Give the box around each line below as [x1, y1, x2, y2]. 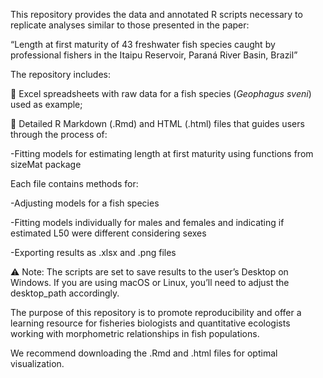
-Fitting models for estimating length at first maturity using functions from [10, 148, 314, 159]
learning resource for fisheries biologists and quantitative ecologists [10, 317, 291, 329]
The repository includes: [10, 69, 111, 80]
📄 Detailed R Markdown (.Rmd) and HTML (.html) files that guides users [10, 118, 305, 129]
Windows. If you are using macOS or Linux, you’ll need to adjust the [10, 277, 290, 288]
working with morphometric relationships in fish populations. [10, 328, 260, 339]
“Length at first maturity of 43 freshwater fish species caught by [10, 39, 276, 50]
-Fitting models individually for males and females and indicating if [10, 217, 285, 228]
